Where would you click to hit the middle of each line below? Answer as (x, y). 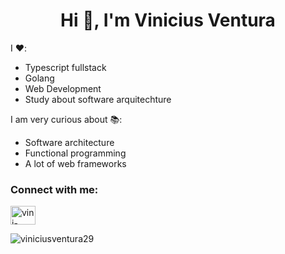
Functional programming (75, 153)
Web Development (63, 88)
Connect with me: (54, 189)
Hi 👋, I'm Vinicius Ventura (168, 20)
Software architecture (69, 142)
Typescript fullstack (65, 67)
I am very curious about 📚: (66, 119)
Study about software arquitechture (98, 99)
